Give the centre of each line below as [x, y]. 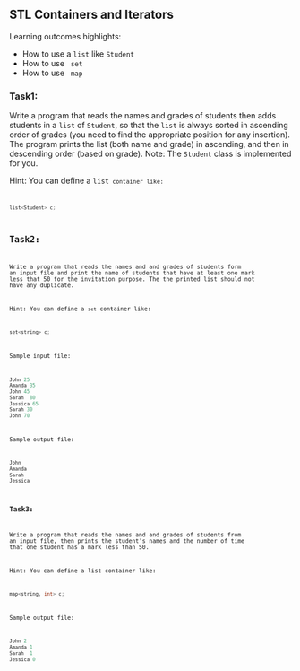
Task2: [25, 240]
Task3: [21, 509]
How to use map [52, 73]
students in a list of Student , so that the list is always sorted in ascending [149, 126]
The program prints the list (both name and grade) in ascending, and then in [149, 144]
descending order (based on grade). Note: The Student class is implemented [150, 154]
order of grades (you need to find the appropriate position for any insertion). [150, 135]
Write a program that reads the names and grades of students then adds [143, 116]
